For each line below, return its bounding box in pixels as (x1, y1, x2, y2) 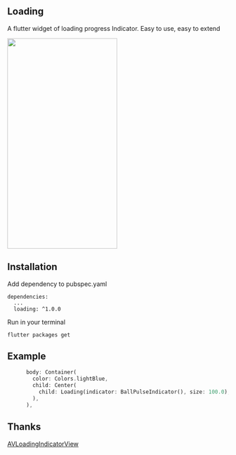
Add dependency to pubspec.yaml (7, 280, 107, 288)
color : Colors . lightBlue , (32, 375, 109, 383)
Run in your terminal (7, 318, 65, 326)
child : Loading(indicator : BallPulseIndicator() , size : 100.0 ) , (38, 388, 231, 395)
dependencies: (7, 293, 49, 300)
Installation (7, 261, 58, 273)
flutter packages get (7, 331, 71, 339)
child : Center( (32, 382, 77, 389)
